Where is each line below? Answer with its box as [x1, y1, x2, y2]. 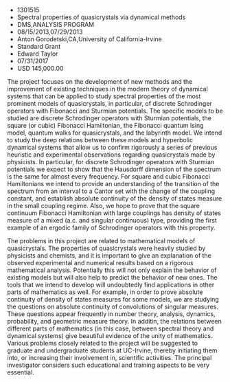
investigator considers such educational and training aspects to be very [7, 361, 210, 369]
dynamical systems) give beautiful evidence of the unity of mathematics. [7, 332, 213, 339]
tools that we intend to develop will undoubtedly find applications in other [7, 281, 215, 289]
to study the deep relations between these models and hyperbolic [7, 136, 194, 144]
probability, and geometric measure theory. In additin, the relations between [7, 317, 222, 325]
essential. [7, 368, 34, 377]
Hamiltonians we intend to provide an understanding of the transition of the [7, 180, 220, 188]
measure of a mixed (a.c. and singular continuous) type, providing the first [7, 216, 218, 224]
